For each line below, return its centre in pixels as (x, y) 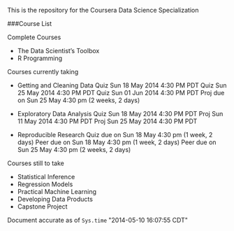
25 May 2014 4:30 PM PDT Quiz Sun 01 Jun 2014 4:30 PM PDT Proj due (121, 93)
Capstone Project (42, 206)
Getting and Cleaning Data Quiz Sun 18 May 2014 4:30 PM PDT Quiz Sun (122, 85)
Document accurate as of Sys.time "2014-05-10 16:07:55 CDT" (98, 220)
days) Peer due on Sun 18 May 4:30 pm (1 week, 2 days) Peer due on (117, 142)
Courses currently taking (43, 72)
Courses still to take (36, 163)
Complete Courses (34, 37)
